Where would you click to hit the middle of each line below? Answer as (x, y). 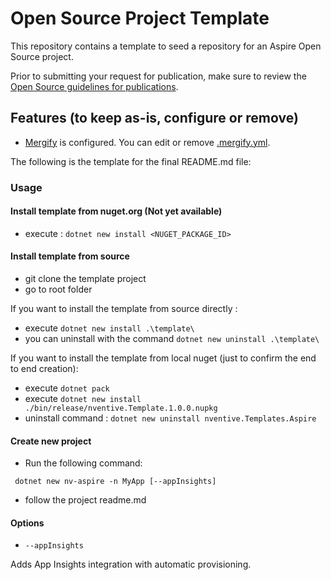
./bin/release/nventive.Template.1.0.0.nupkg (121, 408)
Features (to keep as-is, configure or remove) (154, 118)
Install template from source (70, 256)
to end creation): (44, 369)
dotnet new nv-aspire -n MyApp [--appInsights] (115, 482)
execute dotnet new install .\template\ (109, 328)
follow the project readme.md (85, 500)
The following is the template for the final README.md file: (131, 161)
